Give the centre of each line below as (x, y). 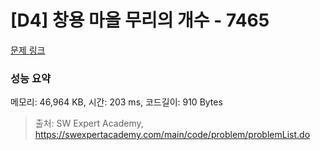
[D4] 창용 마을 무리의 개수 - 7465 (140, 20)
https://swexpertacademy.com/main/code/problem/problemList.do (172, 135)
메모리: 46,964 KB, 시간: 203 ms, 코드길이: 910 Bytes (116, 102)
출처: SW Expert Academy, (89, 123)
